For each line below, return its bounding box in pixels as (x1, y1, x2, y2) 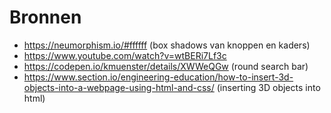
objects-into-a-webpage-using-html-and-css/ (23, 81, 215, 93)
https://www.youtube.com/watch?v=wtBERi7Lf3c (23, 49, 227, 61)
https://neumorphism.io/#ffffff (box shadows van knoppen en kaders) (23, 39, 311, 51)
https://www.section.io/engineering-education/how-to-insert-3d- (23, 71, 294, 83)
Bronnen (9, 6, 82, 29)
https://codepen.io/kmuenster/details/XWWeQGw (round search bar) (23, 60, 309, 72)
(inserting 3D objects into (216, 81, 321, 93)
